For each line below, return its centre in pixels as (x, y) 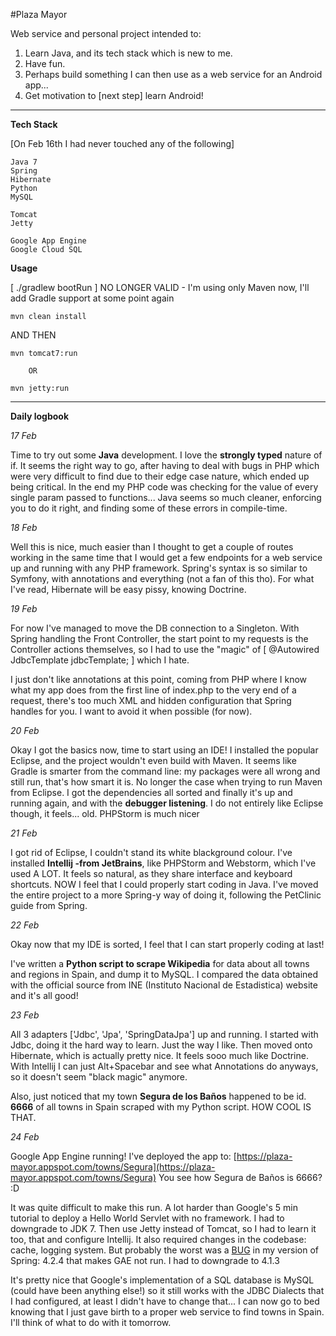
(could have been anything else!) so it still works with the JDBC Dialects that (167, 1290)
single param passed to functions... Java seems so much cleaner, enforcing (166, 497)
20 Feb (25, 730)
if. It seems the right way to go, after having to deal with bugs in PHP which (165, 465)
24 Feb (25, 1137)
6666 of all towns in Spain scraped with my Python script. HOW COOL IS (161, 1107)
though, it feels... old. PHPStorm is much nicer (105, 813)
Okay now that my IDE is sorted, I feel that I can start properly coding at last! (167, 944)
